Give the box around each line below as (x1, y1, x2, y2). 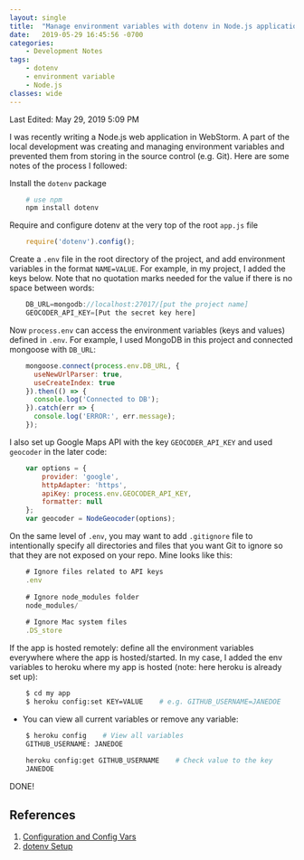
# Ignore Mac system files (25, 618, 128, 627)
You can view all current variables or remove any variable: (22, 714, 239, 724)
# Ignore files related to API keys (25, 567, 165, 576)
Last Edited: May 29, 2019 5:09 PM (9, 114, 140, 125)
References (9, 807, 76, 823)
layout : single (9, 13, 67, 23)
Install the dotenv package (9, 177, 107, 188)
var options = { (25, 463, 88, 473)
